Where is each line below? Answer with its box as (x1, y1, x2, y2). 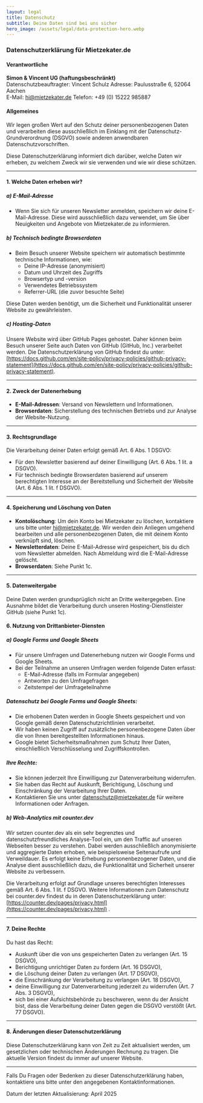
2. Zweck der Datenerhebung (6, 387, 82, 394)
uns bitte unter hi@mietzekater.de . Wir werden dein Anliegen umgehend (14, 524, 195, 531)
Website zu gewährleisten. (6, 306, 72, 314)
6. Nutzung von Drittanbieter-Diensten (6, 622, 105, 630)
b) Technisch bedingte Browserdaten (6, 234, 101, 241)
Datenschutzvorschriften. (6, 140, 69, 147)
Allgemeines (6, 107, 39, 115)
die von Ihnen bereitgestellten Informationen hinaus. (14, 732, 145, 740)
